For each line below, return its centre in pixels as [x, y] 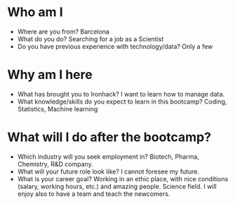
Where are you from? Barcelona [63, 31]
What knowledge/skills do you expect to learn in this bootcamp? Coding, [122, 101]
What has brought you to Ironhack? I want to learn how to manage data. [121, 94]
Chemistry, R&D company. [55, 164]
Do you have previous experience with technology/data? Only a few [115, 46]
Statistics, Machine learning [58, 108]
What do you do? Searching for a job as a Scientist [90, 38]
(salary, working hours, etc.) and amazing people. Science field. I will [117, 186]
